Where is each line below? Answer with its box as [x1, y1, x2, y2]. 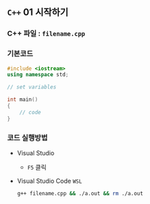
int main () [7, 96, 38, 103]
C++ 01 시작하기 [7, 6, 68, 19]
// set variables [7, 84, 57, 91]
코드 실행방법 [7, 133, 48, 142]
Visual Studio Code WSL [16, 177, 82, 185]
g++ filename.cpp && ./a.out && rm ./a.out [16, 190, 144, 197]
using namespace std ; [7, 71, 69, 78]
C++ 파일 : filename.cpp [7, 29, 86, 38]
